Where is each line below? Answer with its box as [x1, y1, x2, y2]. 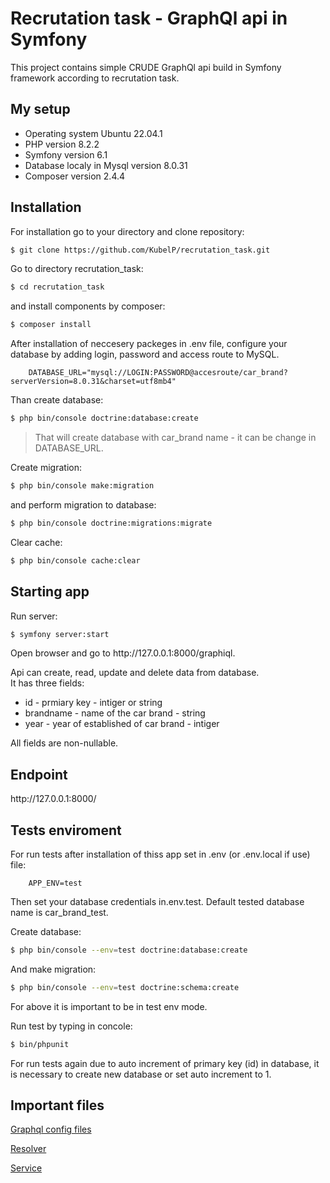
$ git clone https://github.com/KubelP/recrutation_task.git [10, 245, 271, 255]
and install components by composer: [10, 300, 166, 312]
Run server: [10, 610, 58, 622]
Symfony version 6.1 [24, 148, 108, 161]
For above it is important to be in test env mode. [10, 1000, 208, 1012]
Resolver [10, 1143, 47, 1155]
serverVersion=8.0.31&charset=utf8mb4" [10, 377, 177, 387]
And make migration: [10, 963, 97, 975]
